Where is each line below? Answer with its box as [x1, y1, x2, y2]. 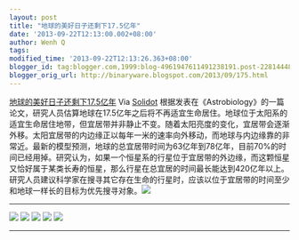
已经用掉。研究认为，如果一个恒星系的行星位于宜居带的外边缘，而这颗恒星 [16, 152, 290, 163]
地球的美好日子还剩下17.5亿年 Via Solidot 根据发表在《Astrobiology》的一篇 [9, 96, 285, 107]
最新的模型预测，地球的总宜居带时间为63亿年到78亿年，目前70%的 [32, 140, 279, 151]
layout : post [9, 12, 58, 22]
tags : [9, 46, 29, 55]
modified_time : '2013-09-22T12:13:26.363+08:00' [9, 54, 193, 63]
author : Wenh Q [9, 37, 66, 47]
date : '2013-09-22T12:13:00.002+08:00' [9, 29, 158, 38]
